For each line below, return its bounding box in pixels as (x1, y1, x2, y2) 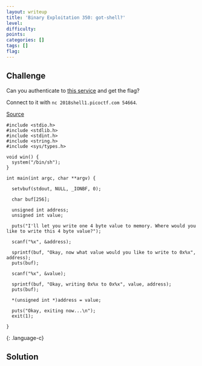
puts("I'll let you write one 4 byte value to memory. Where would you (11, 222, 197, 229)
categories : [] (6, 37, 45, 43)
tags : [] (6, 43, 28, 49)
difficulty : (6, 25, 36, 32)
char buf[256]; (11, 196, 50, 202)
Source (6, 110, 24, 118)
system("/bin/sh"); (11, 159, 61, 165)
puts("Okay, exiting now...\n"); (11, 307, 96, 314)
